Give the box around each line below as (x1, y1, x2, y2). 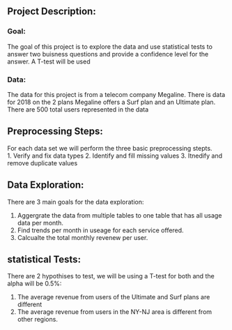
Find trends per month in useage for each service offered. (17, 226, 184, 234)
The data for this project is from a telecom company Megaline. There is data (7, 90, 226, 98)
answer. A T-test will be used (7, 57, 91, 66)
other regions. (17, 315, 58, 324)
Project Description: (7, 6, 96, 17)
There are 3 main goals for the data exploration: (7, 197, 144, 206)
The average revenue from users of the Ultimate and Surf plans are (17, 293, 210, 301)
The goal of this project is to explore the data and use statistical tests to (7, 42, 212, 51)
